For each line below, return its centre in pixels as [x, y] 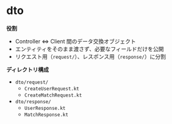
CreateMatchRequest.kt [53, 95]
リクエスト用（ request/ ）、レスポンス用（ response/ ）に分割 [91, 56]
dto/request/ [32, 82]
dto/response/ [33, 101]
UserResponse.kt [45, 108]
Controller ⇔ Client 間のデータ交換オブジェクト [75, 41]
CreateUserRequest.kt [52, 89]
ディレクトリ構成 [28, 69]
